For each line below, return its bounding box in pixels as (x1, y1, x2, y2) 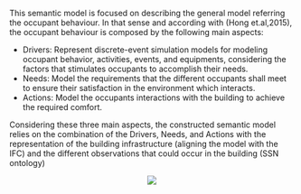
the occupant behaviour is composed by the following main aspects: (9, 27, 264, 37)
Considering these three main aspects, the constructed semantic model (9, 119, 277, 130)
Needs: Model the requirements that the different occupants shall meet (22, 73, 287, 84)
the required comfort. (22, 102, 102, 112)
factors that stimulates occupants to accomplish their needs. (22, 63, 249, 74)
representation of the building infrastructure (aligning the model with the (9, 139, 278, 149)
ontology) (9, 158, 45, 168)
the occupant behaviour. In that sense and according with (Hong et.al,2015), (9, 17, 293, 28)
